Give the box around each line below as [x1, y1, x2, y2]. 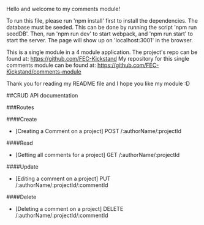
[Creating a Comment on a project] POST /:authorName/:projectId [15, 128, 182, 134]
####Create [6, 116, 37, 123]
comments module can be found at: [6, 61, 96, 69]
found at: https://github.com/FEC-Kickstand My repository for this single [6, 55, 190, 62]
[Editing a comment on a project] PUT [15, 175, 111, 182]
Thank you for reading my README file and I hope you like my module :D [6, 80, 190, 87]
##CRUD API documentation [6, 92, 78, 99]
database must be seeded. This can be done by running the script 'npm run [6, 24, 197, 31]
